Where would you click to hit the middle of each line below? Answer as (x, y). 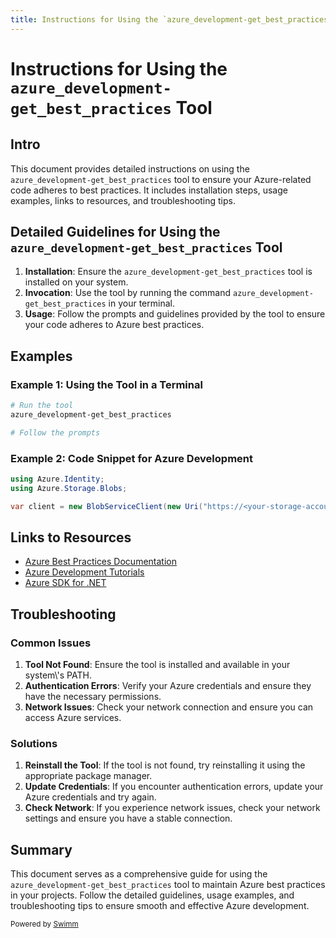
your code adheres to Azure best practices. (114, 325)
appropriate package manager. (88, 776)
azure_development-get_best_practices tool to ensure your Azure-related (161, 179)
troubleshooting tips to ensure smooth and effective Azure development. (160, 906)
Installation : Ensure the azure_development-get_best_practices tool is (168, 272)
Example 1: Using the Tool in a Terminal (106, 384)
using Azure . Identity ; (57, 479)
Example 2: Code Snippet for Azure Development (131, 458)
